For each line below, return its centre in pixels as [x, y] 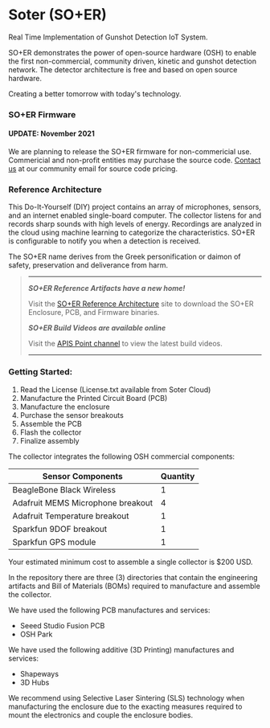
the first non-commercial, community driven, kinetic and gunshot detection [133, 61]
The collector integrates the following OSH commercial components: [122, 456]
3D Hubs [35, 682]
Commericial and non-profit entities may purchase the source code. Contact [135, 160]
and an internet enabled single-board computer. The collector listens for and [135, 215]
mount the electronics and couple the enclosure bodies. [101, 715]
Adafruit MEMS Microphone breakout [83, 502]
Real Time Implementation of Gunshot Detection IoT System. [108, 37]
